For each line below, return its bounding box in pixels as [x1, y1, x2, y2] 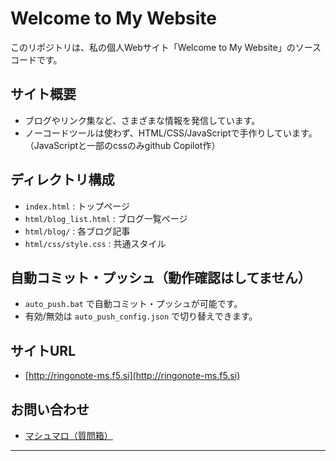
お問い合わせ [10, 401, 90, 418]
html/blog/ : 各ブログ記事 [24, 225, 131, 237]
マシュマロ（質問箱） [24, 430, 113, 441]
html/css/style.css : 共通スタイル [24, 237, 167, 249]
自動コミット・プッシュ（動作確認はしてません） [10, 269, 312, 286]
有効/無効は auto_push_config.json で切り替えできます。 [24, 310, 258, 322]
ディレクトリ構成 [10, 172, 115, 189]
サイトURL [10, 342, 77, 359]
